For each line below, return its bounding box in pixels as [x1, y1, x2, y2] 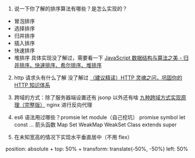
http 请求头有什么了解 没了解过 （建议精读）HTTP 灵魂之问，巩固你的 [14, 74, 183, 81]
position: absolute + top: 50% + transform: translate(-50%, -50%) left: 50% [5, 146, 189, 152]
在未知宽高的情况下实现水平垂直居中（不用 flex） [14, 134, 133, 140]
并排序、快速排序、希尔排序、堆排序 [14, 62, 102, 69]
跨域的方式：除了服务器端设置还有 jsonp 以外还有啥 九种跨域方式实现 [14, 94, 181, 101]
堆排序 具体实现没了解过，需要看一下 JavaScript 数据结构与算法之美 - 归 [14, 55, 189, 61]
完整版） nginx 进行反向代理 [24, 102, 92, 108]
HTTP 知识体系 [14, 82, 51, 88]
